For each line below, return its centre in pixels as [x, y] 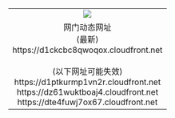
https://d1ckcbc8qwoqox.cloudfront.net [87, 50]
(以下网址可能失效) [87, 71]
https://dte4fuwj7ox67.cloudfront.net [87, 102]
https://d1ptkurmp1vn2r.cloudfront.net [87, 82]
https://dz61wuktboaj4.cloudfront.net [87, 92]
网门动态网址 [87, 27]
